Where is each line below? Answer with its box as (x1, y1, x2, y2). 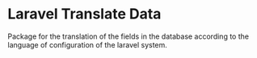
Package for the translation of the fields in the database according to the (7, 31, 250, 41)
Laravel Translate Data (7, 5, 162, 23)
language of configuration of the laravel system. (7, 39, 167, 49)
